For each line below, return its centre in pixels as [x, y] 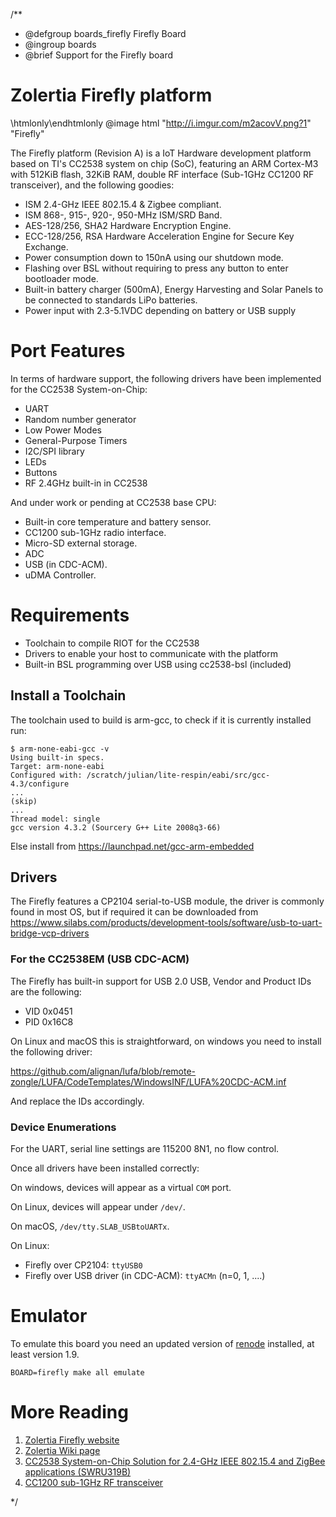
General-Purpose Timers [76, 440]
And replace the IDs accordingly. [77, 1101]
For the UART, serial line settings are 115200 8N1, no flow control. [145, 1149]
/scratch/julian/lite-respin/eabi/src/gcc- [178, 775]
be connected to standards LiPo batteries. [111, 300]
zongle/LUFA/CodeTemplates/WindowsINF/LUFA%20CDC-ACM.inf [148, 1081]
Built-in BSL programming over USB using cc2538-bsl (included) [158, 664]
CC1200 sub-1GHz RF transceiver [94, 1482]
